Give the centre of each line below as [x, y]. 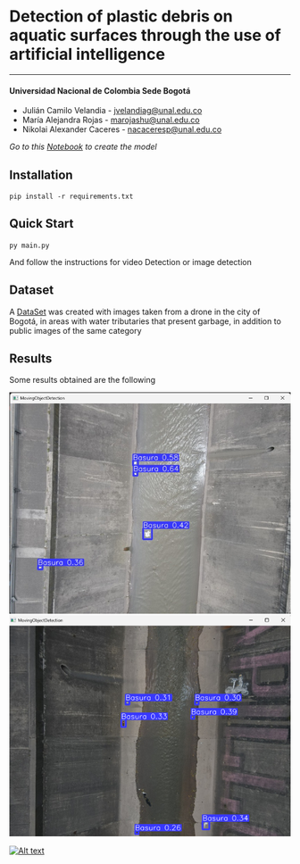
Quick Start [42, 224]
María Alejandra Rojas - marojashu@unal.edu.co [111, 120]
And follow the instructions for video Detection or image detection [130, 262]
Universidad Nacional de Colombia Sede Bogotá [100, 90]
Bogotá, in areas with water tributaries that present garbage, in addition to [145, 321]
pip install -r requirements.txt [71, 196]
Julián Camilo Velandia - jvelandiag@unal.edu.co [112, 111]
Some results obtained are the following [83, 380]
